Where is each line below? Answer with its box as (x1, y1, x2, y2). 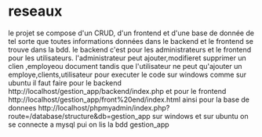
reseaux (8, 2, 63, 20)
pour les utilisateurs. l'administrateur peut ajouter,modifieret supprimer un (8, 53, 247, 63)
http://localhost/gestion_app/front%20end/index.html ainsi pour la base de (8, 95, 249, 104)
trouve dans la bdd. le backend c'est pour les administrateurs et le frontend (8, 45, 252, 54)
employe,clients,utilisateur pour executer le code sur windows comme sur (8, 70, 247, 79)
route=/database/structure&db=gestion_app (8, 111, 151, 121)
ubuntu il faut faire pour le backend (8, 78, 122, 88)
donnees (8, 103, 37, 112)
